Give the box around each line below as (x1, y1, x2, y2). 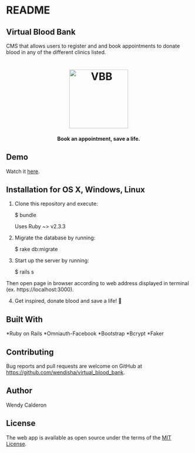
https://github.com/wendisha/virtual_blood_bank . (6, 369, 125, 376)
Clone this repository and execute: (14, 200, 98, 207)
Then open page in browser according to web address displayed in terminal (6, 280, 189, 287)
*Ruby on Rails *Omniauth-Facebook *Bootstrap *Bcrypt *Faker (6, 330, 164, 337)
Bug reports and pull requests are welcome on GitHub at (6, 363, 143, 370)
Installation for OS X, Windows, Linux (6, 184, 145, 194)
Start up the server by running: (14, 257, 89, 264)
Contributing (6, 347, 54, 357)
